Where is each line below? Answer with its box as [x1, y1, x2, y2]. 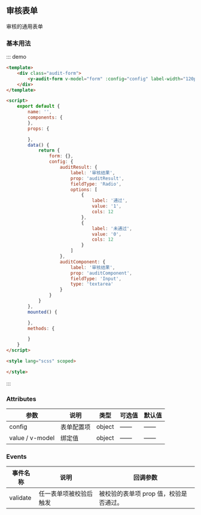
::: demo [6, 53, 27, 60]
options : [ [70, 186, 98, 193]
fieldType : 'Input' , [70, 275, 121, 281]
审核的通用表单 [6, 23, 43, 30]
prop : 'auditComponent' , [70, 270, 133, 276]
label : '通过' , [92, 198, 128, 204]
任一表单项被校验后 [38, 490, 93, 498]
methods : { [28, 325, 55, 331]
